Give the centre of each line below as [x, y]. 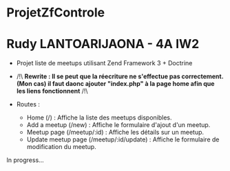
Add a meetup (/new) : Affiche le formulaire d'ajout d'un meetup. [118, 125]
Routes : [28, 104]
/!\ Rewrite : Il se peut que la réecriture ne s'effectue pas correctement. [120, 76]
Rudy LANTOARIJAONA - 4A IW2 [103, 44]
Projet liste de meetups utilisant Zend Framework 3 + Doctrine [104, 63]
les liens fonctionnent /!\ [52, 91]
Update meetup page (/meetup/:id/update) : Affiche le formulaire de [123, 139]
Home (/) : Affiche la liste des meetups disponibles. [100, 117]
